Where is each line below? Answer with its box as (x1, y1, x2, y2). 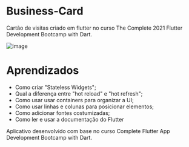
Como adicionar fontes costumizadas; (15, 109, 110, 116)
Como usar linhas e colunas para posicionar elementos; (15, 103, 154, 110)
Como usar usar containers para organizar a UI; (15, 96, 134, 103)
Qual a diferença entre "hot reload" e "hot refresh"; (15, 90, 143, 97)
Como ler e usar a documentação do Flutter (15, 116, 124, 123)
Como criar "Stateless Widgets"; (15, 83, 96, 91)
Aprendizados (6, 64, 79, 77)
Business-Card (6, 4, 84, 18)
